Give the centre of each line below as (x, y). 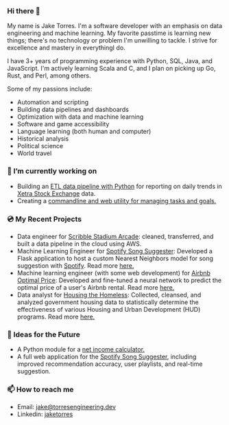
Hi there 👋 (24, 11)
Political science (40, 146)
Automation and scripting (53, 102)
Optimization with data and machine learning (80, 117)
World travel (34, 153)
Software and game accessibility (63, 124)
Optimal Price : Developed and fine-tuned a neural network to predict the (119, 280)
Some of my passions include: (50, 89)
